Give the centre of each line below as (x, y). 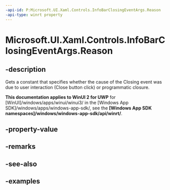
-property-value (32, 129)
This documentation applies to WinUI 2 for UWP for (60, 97)
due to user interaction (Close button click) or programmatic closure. (77, 87)
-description (26, 70)
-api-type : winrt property (34, 15)
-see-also (21, 164)
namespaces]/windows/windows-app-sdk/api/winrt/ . (64, 113)
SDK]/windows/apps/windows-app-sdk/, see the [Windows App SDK (79, 108)
